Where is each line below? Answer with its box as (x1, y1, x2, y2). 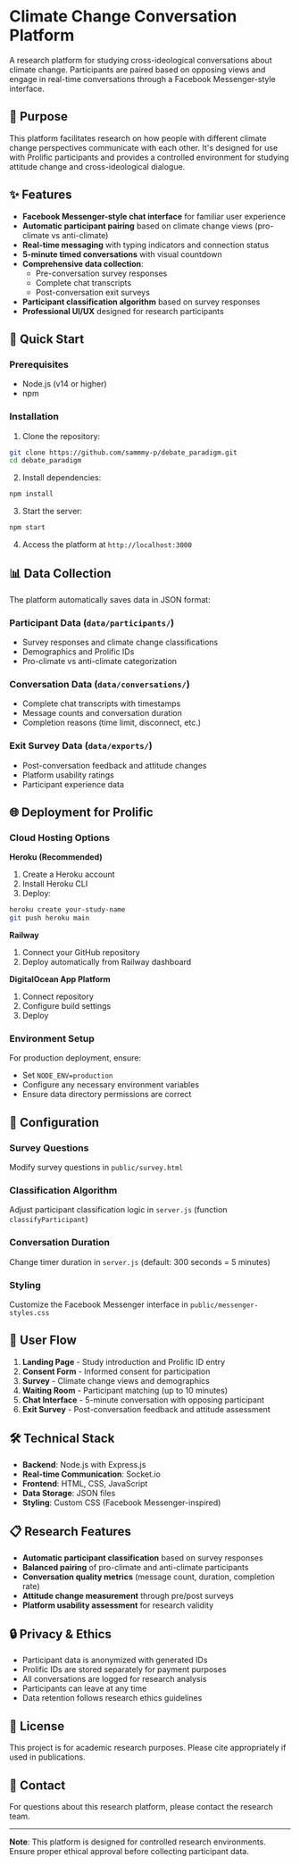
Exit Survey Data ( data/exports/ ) (9, 739, 154, 752)
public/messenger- (190, 1301, 259, 1310)
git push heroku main (9, 913, 90, 923)
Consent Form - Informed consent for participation (21, 1366, 211, 1377)
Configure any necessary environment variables (21, 1079, 199, 1090)
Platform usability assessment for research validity (21, 1600, 214, 1611)
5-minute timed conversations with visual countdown (21, 248, 222, 260)
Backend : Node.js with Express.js (21, 1459, 146, 1470)
